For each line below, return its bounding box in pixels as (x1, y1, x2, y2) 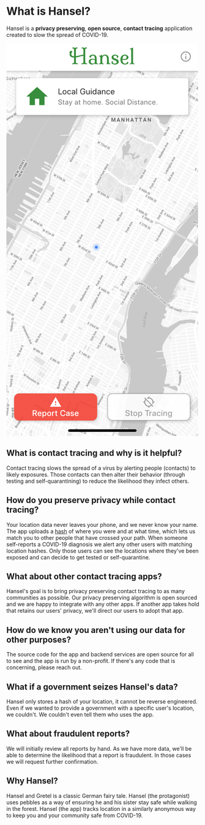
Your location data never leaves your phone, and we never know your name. (6, 521, 198, 528)
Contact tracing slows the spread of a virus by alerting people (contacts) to (6, 464, 196, 472)
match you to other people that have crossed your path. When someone (6, 534, 188, 541)
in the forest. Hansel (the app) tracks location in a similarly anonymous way (6, 805, 196, 812)
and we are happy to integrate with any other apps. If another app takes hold (6, 601, 200, 608)
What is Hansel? (6, 4, 91, 18)
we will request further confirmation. (6, 758, 99, 765)
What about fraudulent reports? (6, 729, 130, 739)
